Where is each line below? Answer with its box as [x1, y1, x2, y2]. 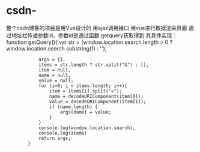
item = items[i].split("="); [49, 88, 122, 94]
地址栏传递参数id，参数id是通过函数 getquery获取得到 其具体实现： [11, 31, 178, 39]
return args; [38, 135, 71, 141]
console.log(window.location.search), [38, 124, 136, 131]
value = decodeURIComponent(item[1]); [49, 99, 147, 105]
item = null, [38, 67, 71, 73]
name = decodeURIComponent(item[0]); [49, 93, 144, 99]
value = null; [38, 78, 74, 84]
